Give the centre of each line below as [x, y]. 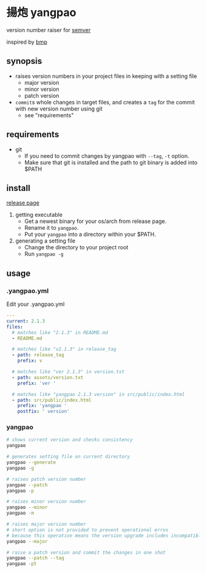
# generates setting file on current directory [68, 457]
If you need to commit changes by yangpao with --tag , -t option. [107, 156]
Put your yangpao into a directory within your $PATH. [90, 235]
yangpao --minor [27, 507]
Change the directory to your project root [76, 248]
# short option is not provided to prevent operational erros [87, 530]
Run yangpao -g [44, 254]
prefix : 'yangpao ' [42, 406]
